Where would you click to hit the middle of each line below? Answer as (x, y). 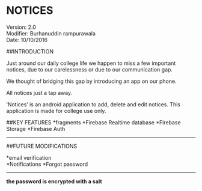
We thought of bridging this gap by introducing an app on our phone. (91, 81)
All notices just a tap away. (39, 92)
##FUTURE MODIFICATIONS (41, 146)
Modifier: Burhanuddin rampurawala (51, 33)
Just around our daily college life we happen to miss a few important (91, 63)
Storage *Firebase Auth (36, 129)
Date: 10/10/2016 (27, 40)
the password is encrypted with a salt (54, 181)
